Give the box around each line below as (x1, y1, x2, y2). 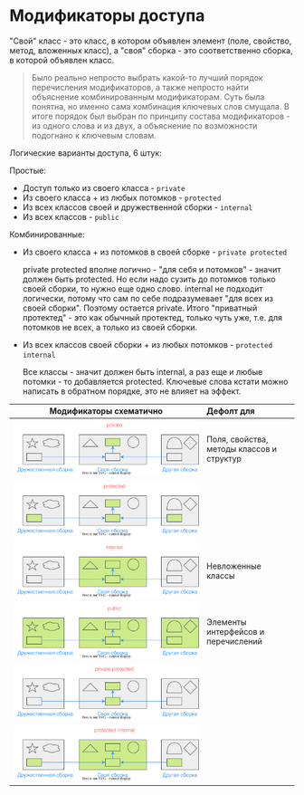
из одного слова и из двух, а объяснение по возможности (31, 120, 258, 131)
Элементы (206, 617, 247, 627)
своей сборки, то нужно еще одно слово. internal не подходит (22, 283, 263, 294)
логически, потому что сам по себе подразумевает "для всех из (22, 292, 274, 303)
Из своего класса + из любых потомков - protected (22, 192, 222, 203)
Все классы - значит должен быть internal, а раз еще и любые (22, 366, 263, 377)
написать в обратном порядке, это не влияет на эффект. (22, 386, 242, 397)
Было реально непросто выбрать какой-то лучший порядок (31, 72, 264, 82)
